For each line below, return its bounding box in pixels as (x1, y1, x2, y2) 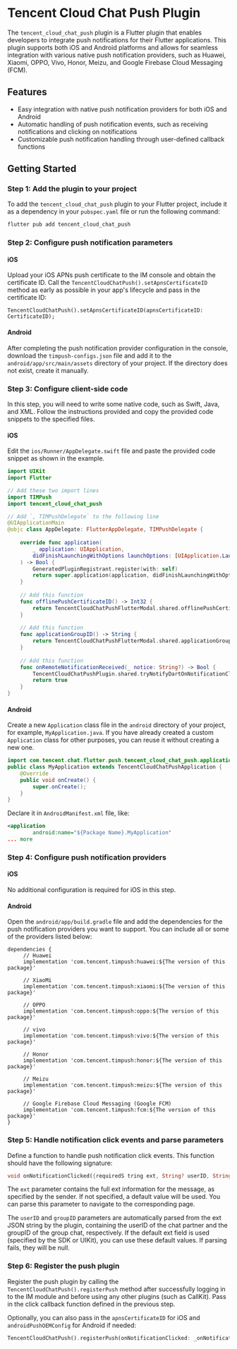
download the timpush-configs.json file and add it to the (7, 351, 172, 360)
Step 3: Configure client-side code (7, 384, 128, 393)
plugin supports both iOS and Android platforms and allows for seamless (7, 43, 219, 51)
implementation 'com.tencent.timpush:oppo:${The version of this (23, 1008, 219, 1015)
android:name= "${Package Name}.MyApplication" (32, 829, 172, 836)
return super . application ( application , (32, 572, 150, 579)
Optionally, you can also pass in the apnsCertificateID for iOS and (7, 1313, 200, 1321)
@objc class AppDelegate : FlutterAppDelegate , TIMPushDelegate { (7, 526, 203, 533)
